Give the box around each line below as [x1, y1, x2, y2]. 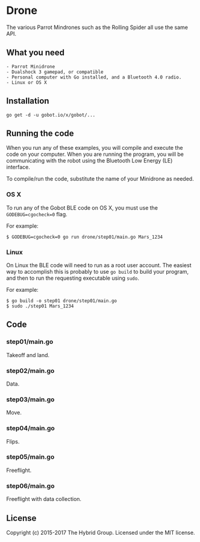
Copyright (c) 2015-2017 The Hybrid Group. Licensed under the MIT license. [6, 529, 195, 536]
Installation [6, 96, 49, 106]
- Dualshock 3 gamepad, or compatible [6, 69, 104, 75]
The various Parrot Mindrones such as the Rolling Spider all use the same [6, 24, 189, 31]
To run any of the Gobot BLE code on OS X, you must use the [6, 204, 158, 211]
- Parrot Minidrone [6, 63, 55, 69]
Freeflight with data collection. [6, 495, 82, 503]
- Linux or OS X [6, 79, 47, 85]
